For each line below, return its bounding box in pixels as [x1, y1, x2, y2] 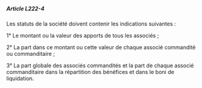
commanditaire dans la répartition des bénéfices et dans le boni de [6, 68, 175, 75]
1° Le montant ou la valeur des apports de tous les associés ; [6, 32, 159, 39]
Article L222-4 [6, 5, 45, 12]
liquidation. [6, 75, 35, 82]
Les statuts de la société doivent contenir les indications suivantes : [6, 20, 176, 27]
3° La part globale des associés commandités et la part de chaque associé [6, 61, 194, 69]
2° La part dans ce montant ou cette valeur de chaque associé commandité [6, 43, 197, 51]
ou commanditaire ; [6, 50, 55, 57]
